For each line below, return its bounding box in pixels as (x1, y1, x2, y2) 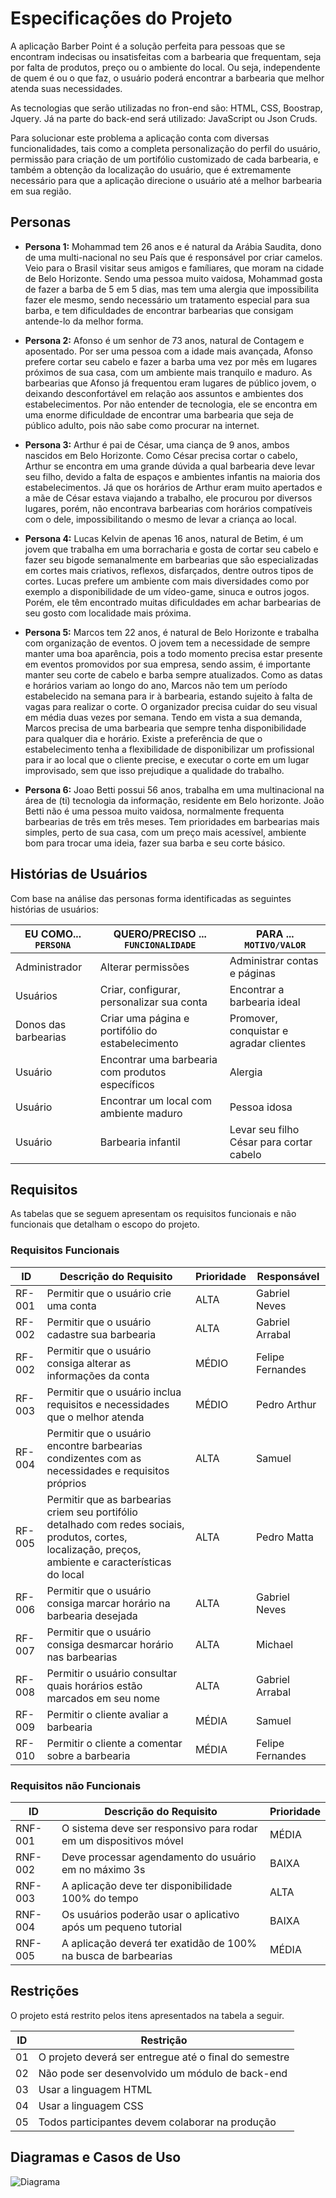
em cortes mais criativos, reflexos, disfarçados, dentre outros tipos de (24, 564, 314, 576)
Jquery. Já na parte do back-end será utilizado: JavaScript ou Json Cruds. (10, 112, 318, 124)
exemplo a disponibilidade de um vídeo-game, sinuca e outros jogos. (24, 585, 310, 597)
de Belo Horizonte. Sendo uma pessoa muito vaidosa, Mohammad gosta (24, 272, 323, 284)
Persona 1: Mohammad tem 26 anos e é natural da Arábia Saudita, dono (24, 240, 322, 252)
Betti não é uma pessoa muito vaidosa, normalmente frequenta (24, 805, 285, 817)
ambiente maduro (99, 1106, 183, 1120)
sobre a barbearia (46, 1748, 131, 1762)
